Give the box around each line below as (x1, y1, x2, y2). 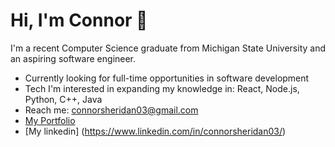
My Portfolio (24, 114, 76, 126)
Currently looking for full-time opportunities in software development (24, 72, 310, 84)
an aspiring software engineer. (10, 52, 137, 64)
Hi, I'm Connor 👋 (10, 9, 148, 32)
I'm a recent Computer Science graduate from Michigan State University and (10, 42, 326, 54)
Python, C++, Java (24, 93, 103, 105)
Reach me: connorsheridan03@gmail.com (24, 104, 199, 116)
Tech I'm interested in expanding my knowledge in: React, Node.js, (24, 82, 300, 94)
